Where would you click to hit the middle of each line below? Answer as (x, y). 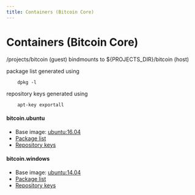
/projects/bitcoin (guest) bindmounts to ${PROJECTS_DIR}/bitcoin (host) (98, 59)
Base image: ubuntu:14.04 (48, 172)
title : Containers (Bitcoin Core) (50, 12)
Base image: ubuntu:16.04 (48, 131)
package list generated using (43, 71)
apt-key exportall (41, 105)
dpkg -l (27, 82)
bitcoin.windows (28, 159)
